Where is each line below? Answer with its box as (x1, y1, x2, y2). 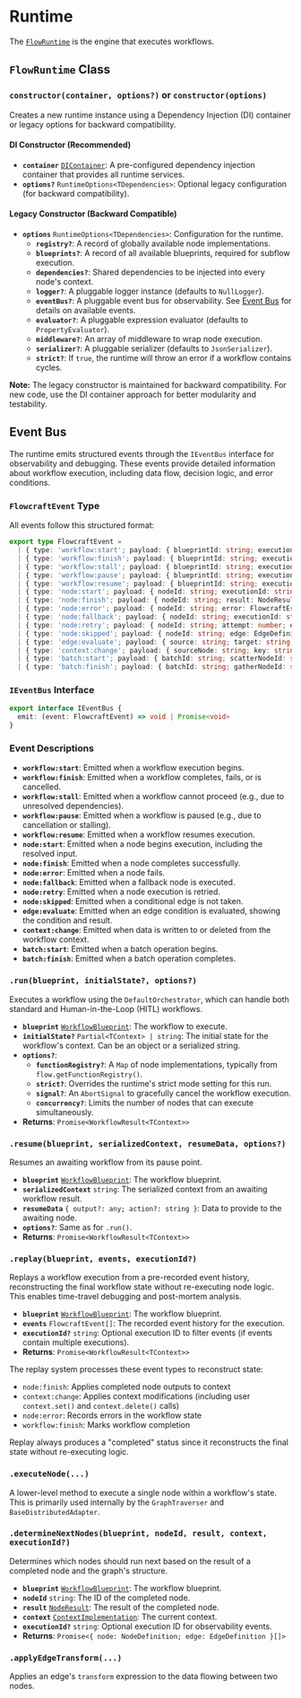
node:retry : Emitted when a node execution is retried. (21, 886, 221, 897)
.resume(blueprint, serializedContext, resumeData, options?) (9, 1139, 287, 1148)
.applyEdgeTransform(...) (9, 1652, 123, 1663)
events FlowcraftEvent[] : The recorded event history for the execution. (21, 1318, 285, 1329)
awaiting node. (21, 1212, 78, 1223)
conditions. (9, 477, 51, 488)
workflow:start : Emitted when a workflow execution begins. (21, 762, 245, 773)
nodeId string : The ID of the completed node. (21, 1592, 191, 1603)
